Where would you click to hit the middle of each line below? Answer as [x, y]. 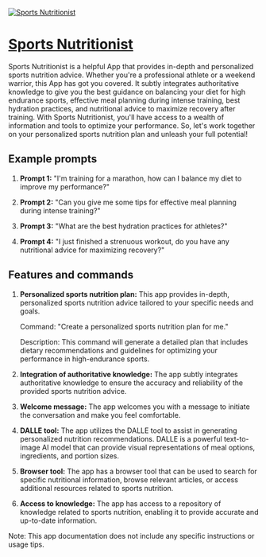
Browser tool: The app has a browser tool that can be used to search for [139, 471]
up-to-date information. [58, 520]
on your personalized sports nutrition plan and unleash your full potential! [128, 134]
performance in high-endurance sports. [85, 359]
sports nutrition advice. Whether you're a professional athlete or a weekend [132, 75]
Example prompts [53, 159]
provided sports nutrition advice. [73, 391]
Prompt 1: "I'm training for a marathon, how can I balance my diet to [131, 178]
